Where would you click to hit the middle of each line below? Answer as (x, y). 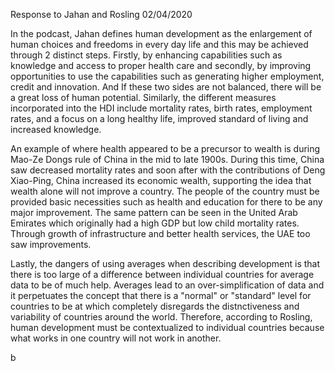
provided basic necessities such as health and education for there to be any (166, 202)
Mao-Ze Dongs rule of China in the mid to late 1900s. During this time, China (167, 159)
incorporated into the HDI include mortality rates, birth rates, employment (161, 108)
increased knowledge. (56, 129)
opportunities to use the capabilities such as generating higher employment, (167, 76)
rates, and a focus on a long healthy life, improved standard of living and (159, 118)
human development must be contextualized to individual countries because (167, 327)
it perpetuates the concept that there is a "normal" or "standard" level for (161, 295)
